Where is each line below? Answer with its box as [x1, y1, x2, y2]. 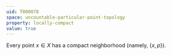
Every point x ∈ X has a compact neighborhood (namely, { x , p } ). [6, 42, 167, 49]
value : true [6, 25, 36, 32]
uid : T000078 [6, 8, 39, 15]
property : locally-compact [6, 20, 74, 26]
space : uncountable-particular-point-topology [6, 14, 126, 20]
